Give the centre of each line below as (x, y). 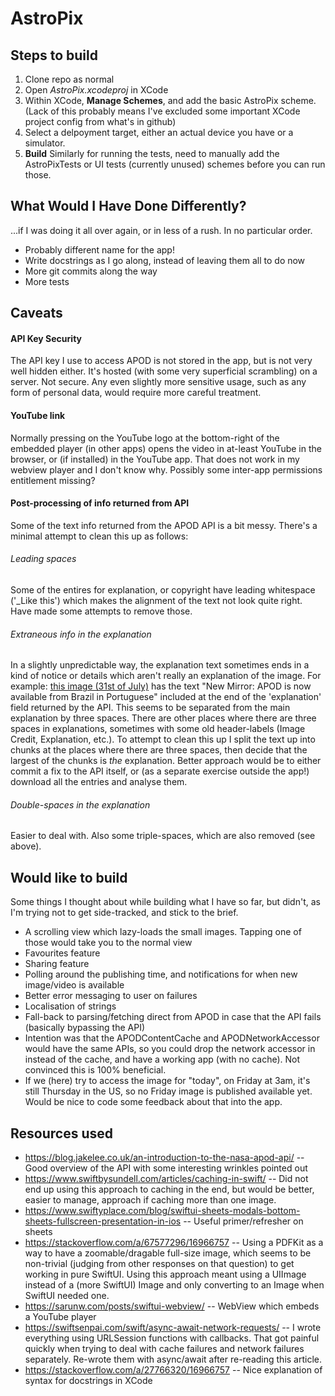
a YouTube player (60, 1317)
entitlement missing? (53, 480)
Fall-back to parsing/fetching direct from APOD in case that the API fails (173, 1017)
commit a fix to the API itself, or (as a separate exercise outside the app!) (160, 771)
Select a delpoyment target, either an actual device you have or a (159, 132)
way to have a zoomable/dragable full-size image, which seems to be (168, 1253)
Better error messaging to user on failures (111, 996)
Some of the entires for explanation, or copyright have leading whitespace (163, 590)
